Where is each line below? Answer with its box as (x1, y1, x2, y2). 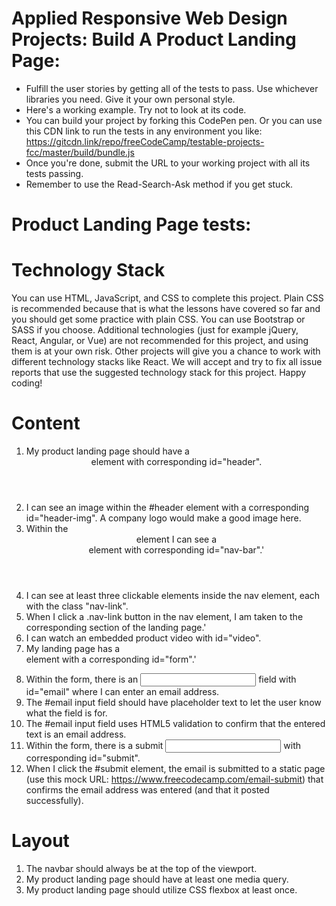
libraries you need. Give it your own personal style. (25, 93, 236, 105)
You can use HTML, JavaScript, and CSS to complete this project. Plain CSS (11, 292, 324, 304)
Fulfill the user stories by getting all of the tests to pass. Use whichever (25, 82, 319, 94)
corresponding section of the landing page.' (25, 622, 207, 633)
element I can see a (135, 533, 218, 545)
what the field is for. (25, 707, 108, 719)
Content (11, 412, 81, 435)
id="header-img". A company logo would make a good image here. (25, 512, 302, 524)
